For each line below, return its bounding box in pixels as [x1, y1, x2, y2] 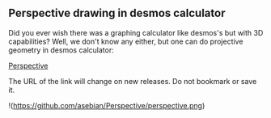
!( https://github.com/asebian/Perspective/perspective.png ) [8, 100, 205, 110]
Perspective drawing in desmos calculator [8, 6, 226, 20]
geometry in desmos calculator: [8, 44, 115, 55]
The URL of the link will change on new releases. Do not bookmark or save [8, 76, 257, 86]
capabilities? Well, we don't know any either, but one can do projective [8, 36, 243, 46]
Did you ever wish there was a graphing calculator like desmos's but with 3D [8, 27, 264, 37]
